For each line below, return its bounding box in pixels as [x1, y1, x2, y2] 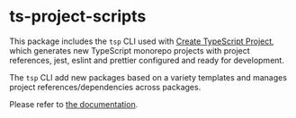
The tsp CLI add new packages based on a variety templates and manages [9, 72, 288, 82]
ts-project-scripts [9, 6, 147, 27]
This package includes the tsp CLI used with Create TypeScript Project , [9, 36, 274, 46]
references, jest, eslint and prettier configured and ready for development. [9, 55, 285, 65]
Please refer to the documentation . [9, 98, 139, 109]
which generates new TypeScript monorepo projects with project [9, 45, 250, 55]
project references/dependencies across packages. [9, 81, 202, 92]
